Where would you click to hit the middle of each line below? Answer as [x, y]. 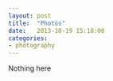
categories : [28, 38]
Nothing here [30, 68]
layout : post [30, 16]
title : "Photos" [37, 23]
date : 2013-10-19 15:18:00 [56, 30]
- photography [32, 46]
